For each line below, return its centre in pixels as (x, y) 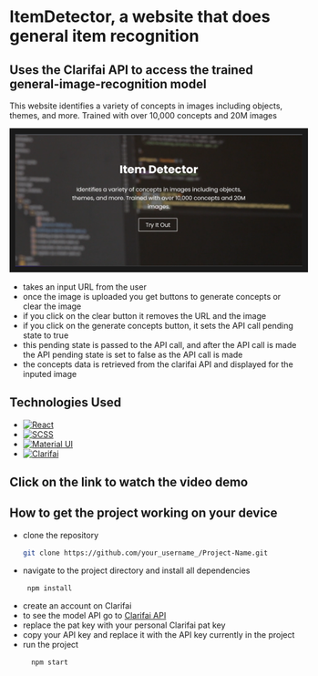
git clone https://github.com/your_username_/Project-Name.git (145, 553)
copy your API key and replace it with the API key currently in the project (159, 634)
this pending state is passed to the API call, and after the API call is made (159, 344)
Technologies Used (65, 403)
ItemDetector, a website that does (140, 17)
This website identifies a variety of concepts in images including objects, (146, 106)
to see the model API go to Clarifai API (94, 615)
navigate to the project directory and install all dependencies (136, 570)
